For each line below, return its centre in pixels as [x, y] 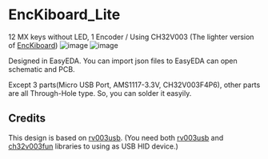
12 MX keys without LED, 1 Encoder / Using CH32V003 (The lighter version [131, 37]
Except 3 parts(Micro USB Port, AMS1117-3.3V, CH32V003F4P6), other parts [134, 85]
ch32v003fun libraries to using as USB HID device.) [93, 146]
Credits [27, 119]
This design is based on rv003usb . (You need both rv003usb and [116, 137]
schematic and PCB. [42, 69]
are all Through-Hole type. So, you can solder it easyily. [100, 93]
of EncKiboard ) [33, 45]
